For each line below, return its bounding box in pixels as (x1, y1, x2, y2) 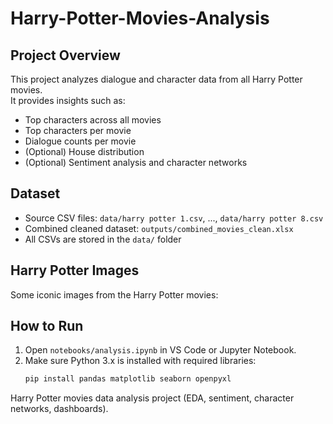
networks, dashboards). (10, 403, 109, 415)
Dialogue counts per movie (24, 135, 137, 147)
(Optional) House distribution (24, 146, 145, 157)
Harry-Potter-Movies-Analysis (10, 7, 270, 30)
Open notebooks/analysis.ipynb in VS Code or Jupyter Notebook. (24, 344, 297, 356)
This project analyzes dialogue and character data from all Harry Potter (10, 73, 303, 85)
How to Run (10, 318, 84, 335)
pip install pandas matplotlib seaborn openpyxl (24, 374, 232, 384)
